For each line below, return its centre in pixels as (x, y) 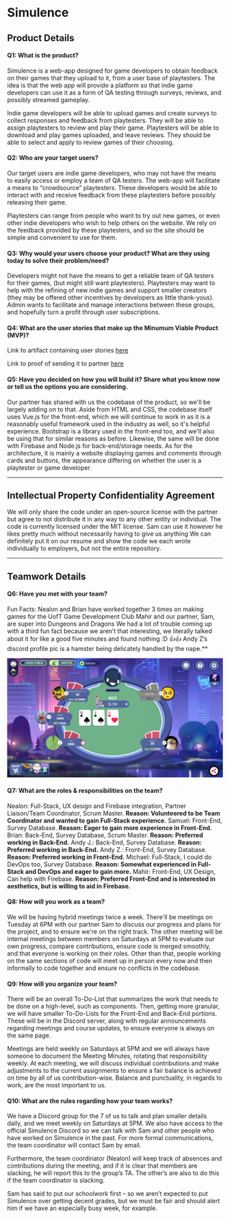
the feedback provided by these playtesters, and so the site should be (106, 230)
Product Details (41, 38)
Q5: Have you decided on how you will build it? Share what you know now (114, 379)
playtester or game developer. (50, 467)
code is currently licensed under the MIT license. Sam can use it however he (115, 527)
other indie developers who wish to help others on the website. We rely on (112, 223)
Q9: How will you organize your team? (62, 984)
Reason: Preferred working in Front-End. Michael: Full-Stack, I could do (110, 857)
